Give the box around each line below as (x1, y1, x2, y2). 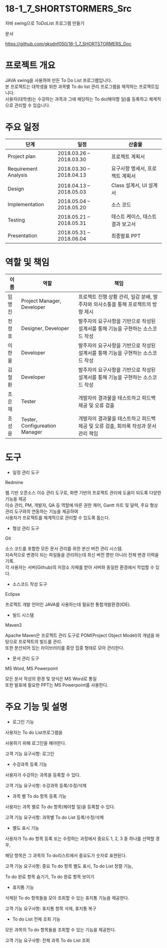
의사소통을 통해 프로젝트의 (93, 301, 152, 308)
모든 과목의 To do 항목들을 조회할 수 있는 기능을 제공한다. (5, 927, 116, 933)
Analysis (7, 171, 28, 178)
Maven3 (5, 622, 22, 628)
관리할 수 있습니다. (14, 102, 51, 108)
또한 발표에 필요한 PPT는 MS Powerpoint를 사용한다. (5, 682, 108, 688)
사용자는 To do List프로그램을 (5, 729, 63, 735)
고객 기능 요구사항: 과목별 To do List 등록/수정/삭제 (5, 814, 104, 820)
